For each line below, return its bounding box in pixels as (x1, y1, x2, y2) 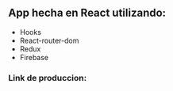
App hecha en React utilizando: (8, 6, 167, 20)
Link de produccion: (8, 72, 87, 83)
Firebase (19, 52, 49, 62)
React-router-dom (19, 36, 79, 45)
